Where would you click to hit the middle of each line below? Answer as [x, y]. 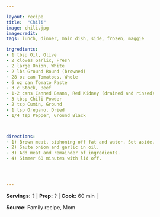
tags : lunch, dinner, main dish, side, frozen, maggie [75, 39]
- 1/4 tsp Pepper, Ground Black [46, 115]
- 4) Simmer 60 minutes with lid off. [54, 158]
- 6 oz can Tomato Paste [37, 82]
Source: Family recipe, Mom [41, 207]
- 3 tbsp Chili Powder [34, 99]
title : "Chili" [26, 22]
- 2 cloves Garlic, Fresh [38, 60]
